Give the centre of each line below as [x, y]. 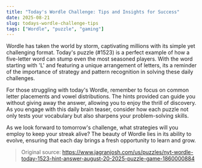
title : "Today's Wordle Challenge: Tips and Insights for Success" [93, 12]
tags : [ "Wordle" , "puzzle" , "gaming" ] [55, 29]
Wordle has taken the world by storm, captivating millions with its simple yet [101, 46]
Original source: [41, 152]
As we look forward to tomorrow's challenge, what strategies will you [92, 127]
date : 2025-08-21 [28, 18]
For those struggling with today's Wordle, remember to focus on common [98, 90]
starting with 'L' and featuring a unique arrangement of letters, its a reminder [102, 66]
